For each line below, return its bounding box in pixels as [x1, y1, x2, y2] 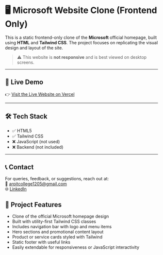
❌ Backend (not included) [12, 144, 64, 150]
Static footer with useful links [12, 239, 70, 245]
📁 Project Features [5, 201, 62, 209]
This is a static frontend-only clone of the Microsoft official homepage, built [5, 34, 157, 40]
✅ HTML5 [12, 128, 32, 134]
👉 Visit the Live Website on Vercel [5, 91, 75, 97]
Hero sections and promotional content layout [12, 229, 104, 235]
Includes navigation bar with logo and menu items [12, 224, 112, 230]
